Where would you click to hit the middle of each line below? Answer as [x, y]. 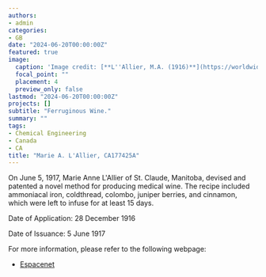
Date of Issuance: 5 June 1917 [57, 233]
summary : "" [28, 119]
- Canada [23, 140]
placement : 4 [37, 82]
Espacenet [37, 264]
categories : [28, 30]
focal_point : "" [42, 74]
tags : [17, 126]
